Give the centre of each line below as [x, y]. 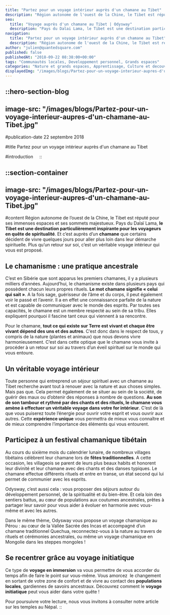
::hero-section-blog [37, 92]
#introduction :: [24, 157]
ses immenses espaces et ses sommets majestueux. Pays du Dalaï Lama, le [84, 223]
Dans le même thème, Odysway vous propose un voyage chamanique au [81, 520]
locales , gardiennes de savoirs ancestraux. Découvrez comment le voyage [83, 586]
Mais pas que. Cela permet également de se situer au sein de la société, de [84, 392]
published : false [24, 52]
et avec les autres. [39, 511]
